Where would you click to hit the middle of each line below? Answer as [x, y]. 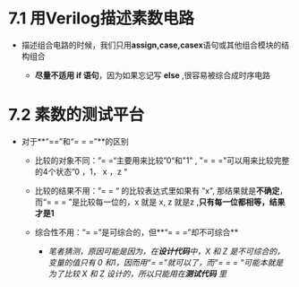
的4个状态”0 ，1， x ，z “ [81, 171]
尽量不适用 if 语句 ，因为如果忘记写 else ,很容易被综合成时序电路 [152, 75]
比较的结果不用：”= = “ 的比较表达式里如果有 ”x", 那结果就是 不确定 [157, 190]
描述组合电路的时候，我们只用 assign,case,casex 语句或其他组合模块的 [151, 45]
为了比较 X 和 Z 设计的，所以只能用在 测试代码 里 [137, 274]
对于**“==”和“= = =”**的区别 [75, 141]
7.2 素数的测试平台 [77, 115]
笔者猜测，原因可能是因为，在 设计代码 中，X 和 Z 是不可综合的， [167, 251]
